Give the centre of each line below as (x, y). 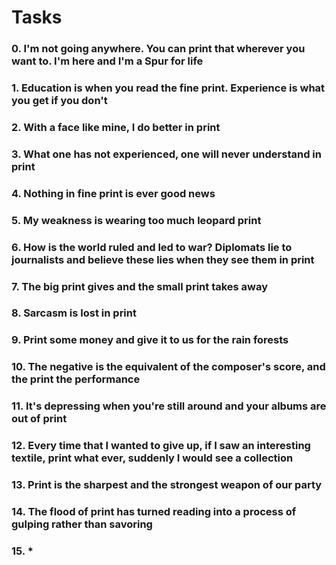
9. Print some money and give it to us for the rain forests (150, 340)
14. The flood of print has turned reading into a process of (154, 512)
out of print (39, 419)
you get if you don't (59, 101)
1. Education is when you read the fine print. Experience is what (168, 88)
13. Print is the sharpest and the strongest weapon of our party (167, 485)
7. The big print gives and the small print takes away (140, 286)
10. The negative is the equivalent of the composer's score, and (168, 367)
